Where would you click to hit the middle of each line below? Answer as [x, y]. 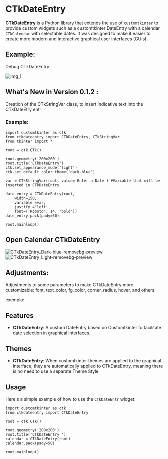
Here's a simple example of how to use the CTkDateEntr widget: [70, 399]
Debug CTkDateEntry [27, 66]
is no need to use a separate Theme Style [55, 371]
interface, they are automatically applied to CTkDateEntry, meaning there [88, 366]
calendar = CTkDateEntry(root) [38, 439]
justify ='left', [32, 207]
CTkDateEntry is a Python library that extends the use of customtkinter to [82, 23]
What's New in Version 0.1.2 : [52, 92]
